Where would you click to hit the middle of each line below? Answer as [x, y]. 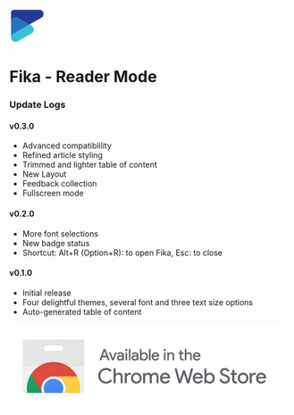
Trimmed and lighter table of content [90, 165]
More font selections [60, 233]
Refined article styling [62, 155]
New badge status [56, 243]
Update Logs [38, 104]
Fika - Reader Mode [84, 77]
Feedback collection [59, 184]
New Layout [44, 174]
